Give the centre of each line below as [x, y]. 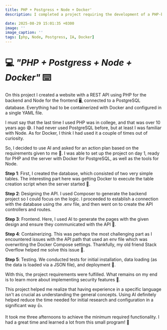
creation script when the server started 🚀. [48, 184]
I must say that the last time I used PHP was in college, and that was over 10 [83, 122]
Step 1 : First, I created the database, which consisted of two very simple [79, 173]
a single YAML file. [24, 113]
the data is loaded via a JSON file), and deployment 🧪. [60, 264]
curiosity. [15, 138]
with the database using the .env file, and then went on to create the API [79, 204]
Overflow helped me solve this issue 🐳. [45, 249]
